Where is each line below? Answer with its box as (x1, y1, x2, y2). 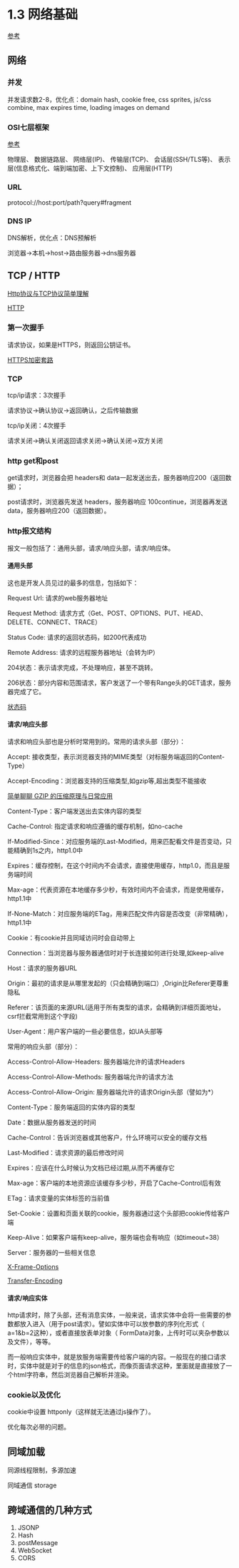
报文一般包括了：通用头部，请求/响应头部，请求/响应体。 (7, 544, 175, 552)
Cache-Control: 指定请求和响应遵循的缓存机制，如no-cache (7, 822, 183, 830)
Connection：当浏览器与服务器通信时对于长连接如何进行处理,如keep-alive (7, 948, 225, 957)
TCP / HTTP (7, 269, 61, 282)
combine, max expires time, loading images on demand (7, 103, 170, 111)
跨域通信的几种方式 (7, 1504, 92, 1516)
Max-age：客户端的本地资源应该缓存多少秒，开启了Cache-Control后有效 (7, 1178, 221, 1187)
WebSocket (17, 1546, 52, 1555)
